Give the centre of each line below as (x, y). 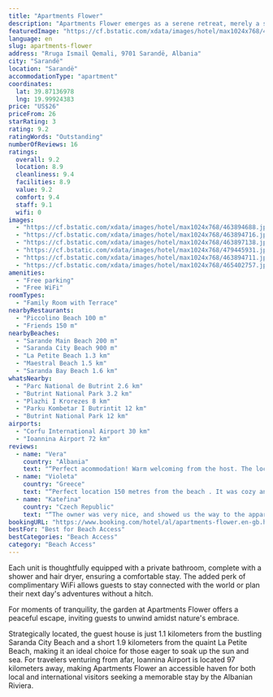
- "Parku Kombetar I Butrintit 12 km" (82, 409)
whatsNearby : (30, 379)
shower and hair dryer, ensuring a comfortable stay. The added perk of (127, 576)
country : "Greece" (54, 484)
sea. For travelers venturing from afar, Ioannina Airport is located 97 (122, 660)
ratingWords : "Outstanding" (56, 136)
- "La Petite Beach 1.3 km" (63, 356)
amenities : (27, 273)
